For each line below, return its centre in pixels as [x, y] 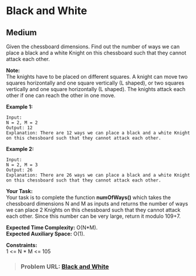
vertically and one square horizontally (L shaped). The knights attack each [96, 89]
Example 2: [20, 149]
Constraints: [22, 245]
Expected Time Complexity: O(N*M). [52, 228]
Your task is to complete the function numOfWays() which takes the [89, 197]
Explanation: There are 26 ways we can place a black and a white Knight [98, 175]
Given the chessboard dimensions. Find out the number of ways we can [93, 46]
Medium [21, 33]
